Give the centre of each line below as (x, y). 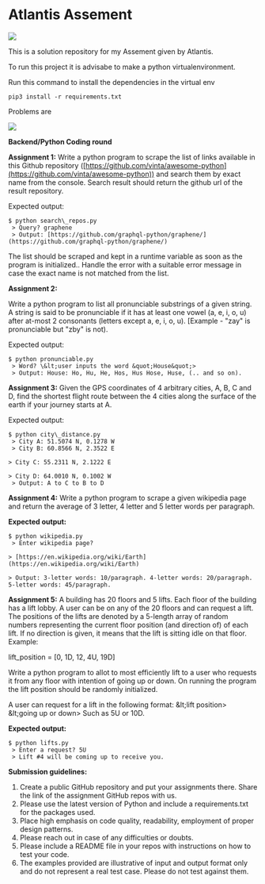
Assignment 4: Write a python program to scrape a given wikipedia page (127, 498)
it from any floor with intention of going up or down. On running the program (132, 681)
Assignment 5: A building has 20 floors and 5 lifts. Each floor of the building (132, 599)
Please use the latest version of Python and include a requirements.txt (134, 804)
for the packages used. (57, 812)
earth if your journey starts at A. (60, 404)
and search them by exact (199, 174)
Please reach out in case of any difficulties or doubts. (106, 837)
